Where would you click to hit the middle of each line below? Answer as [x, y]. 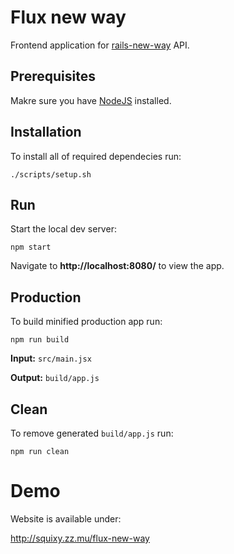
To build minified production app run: [86, 322]
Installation [46, 132]
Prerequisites [53, 76]
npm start [31, 247]
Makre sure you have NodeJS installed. [91, 100]
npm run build [40, 340]
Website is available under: [66, 518]
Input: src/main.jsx [51, 358]
